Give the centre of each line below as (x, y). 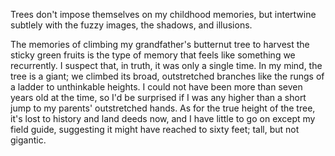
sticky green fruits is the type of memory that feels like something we (153, 55)
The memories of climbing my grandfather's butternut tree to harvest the (160, 44)
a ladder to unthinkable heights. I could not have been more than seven (156, 87)
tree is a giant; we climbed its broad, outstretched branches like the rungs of (167, 76)
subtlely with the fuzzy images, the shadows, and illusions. (131, 25)
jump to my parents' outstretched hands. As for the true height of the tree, (163, 108)
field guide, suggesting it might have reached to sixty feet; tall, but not (155, 129)
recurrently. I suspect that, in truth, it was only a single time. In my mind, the (166, 65)
